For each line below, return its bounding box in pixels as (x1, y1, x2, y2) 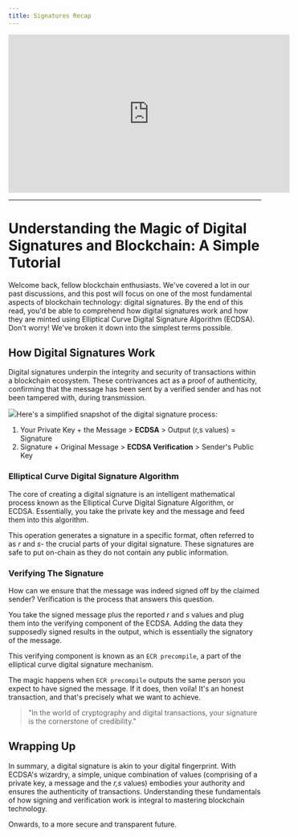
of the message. (8, 635, 63, 645)
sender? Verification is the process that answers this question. (8, 594, 214, 604)
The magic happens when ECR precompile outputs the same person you (8, 675, 246, 684)
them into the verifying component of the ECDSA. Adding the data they (8, 618, 243, 628)
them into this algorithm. (8, 515, 89, 524)
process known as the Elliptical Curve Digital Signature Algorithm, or (8, 498, 235, 507)
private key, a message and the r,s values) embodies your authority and (8, 778, 245, 788)
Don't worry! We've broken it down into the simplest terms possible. (8, 322, 233, 332)
